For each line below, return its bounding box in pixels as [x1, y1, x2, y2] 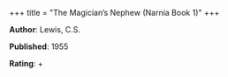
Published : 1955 [9, 41, 69, 52]
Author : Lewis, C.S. [9, 24, 81, 34]
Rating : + [9, 59, 43, 68]
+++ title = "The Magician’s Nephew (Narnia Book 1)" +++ [9, 8, 220, 17]
